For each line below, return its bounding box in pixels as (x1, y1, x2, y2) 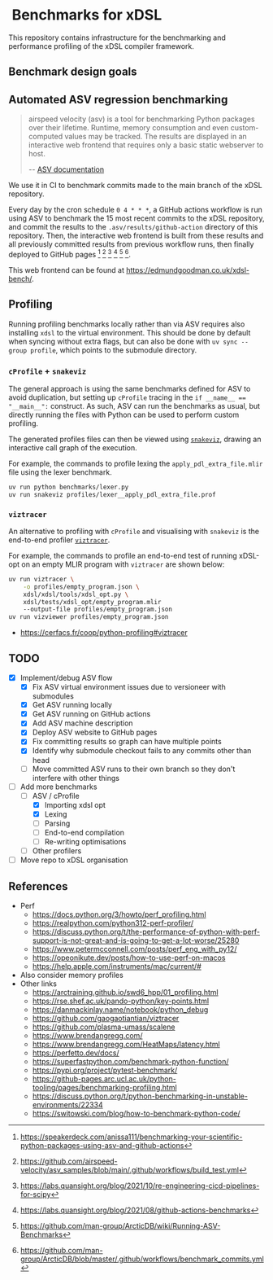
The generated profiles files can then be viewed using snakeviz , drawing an (8, 434, 262, 444)
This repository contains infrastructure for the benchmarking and (8, 33, 226, 42)
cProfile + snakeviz (8, 365, 87, 376)
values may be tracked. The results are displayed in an (64, 132, 248, 142)
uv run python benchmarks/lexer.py (8, 483, 129, 491)
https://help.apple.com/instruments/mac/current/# (32, 961, 201, 971)
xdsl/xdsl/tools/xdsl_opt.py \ (23, 590, 129, 598)
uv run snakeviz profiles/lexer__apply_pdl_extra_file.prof (8, 490, 217, 498)
